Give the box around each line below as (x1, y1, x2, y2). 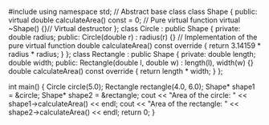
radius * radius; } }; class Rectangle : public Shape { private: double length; (8, 50, 256, 58)
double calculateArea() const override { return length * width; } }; (8, 67, 223, 75)
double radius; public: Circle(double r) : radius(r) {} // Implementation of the (8, 32, 258, 42)
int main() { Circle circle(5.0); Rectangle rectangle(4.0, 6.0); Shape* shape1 (8, 82, 255, 91)
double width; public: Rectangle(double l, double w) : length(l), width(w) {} (8, 58, 255, 67)
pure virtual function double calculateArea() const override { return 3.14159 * (8, 41, 261, 50)
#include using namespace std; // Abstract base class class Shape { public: (8, 7, 258, 16)
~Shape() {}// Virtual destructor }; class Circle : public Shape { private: (8, 24, 241, 33)
